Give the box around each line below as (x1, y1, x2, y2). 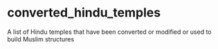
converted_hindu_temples (7, 5, 161, 21)
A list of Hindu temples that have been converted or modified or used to (7, 28, 212, 36)
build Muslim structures (7, 35, 75, 43)
